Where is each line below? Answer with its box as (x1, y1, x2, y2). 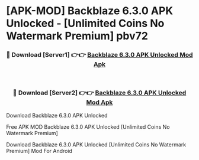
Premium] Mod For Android (6, 147, 73, 154)
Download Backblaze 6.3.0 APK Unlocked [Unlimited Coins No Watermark (6, 141, 187, 148)
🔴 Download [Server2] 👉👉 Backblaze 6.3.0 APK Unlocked (12, 89, 187, 97)
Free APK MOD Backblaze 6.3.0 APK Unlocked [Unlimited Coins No (6, 123, 170, 130)
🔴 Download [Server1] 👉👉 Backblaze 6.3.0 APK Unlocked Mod (6, 51, 194, 59)
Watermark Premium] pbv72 (6, 30, 148, 43)
